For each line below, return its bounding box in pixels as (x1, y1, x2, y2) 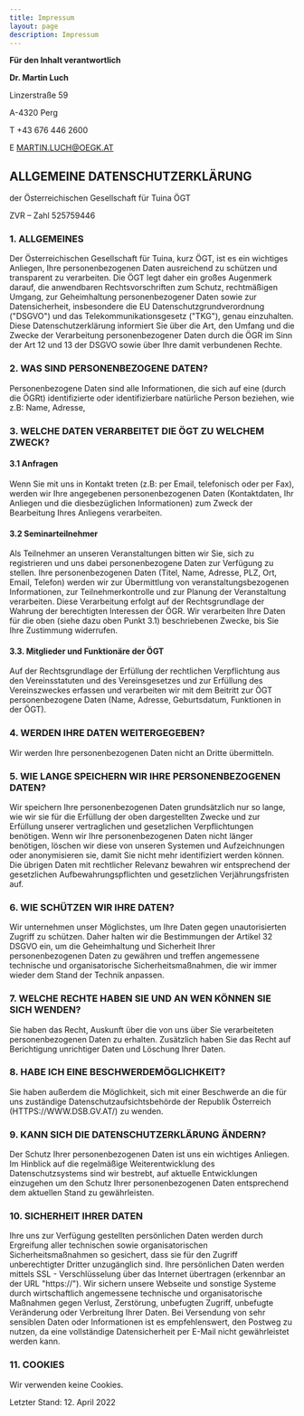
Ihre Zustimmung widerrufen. (9, 625, 119, 636)
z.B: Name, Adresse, (9, 401, 86, 412)
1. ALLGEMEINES (9, 232, 84, 245)
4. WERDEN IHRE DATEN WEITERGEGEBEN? (9, 727, 205, 740)
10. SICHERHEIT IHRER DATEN (9, 1210, 143, 1222)
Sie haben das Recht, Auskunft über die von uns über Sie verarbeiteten (9, 1024, 274, 1035)
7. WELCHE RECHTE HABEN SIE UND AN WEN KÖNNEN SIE (9, 992, 271, 1005)
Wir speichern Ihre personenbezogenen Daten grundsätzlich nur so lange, (9, 801, 286, 812)
